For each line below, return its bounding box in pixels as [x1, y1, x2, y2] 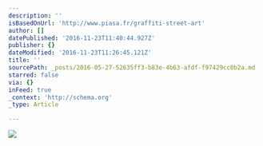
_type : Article [8, 101, 59, 109]
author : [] [8, 26, 45, 34]
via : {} [8, 78, 34, 86]
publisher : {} [8, 41, 56, 49]
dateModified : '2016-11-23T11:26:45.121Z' [8, 49, 152, 57]
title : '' [8, 57, 42, 65]
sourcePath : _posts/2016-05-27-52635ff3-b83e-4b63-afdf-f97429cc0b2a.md [8, 64, 256, 72]
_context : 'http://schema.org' [8, 93, 113, 101]
